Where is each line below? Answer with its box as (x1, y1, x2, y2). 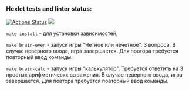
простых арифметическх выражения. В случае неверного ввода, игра (6, 71, 183, 78)
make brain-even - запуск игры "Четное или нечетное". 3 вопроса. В (6, 41, 176, 49)
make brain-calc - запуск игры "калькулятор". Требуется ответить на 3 (6, 65, 184, 72)
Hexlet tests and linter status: (6, 5, 92, 13)
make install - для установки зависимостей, (6, 30, 119, 37)
